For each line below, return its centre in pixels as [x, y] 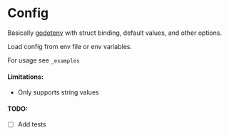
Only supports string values [58, 92]
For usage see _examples [44, 60]
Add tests [32, 124]
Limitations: [26, 77]
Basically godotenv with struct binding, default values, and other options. [115, 33]
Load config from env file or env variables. [70, 46]
